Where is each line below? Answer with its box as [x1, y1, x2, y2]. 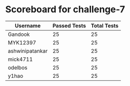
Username [14, 22, 41, 29]
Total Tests [91, 22, 119, 29]
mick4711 [8, 55, 33, 62]
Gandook [8, 31, 30, 38]
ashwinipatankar [8, 47, 48, 54]
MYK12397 [8, 39, 36, 46]
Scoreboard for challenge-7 [5, 4, 125, 15]
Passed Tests [52, 22, 86, 29]
